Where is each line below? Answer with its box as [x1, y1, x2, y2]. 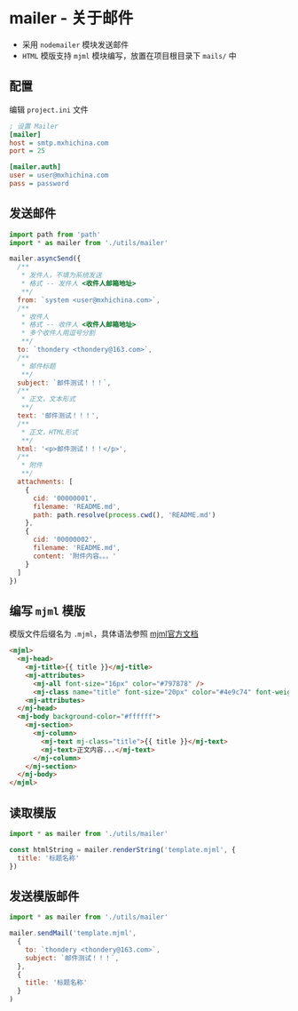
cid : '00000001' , [32, 494, 98, 503]
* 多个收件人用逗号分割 [20, 329, 96, 338]
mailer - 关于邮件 [9, 8, 134, 28]
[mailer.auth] [9, 163, 62, 171]
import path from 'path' [9, 230, 101, 239]
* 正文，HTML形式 [20, 427, 78, 436]
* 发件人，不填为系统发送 [20, 271, 102, 280]
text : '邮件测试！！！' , [17, 411, 100, 420]
